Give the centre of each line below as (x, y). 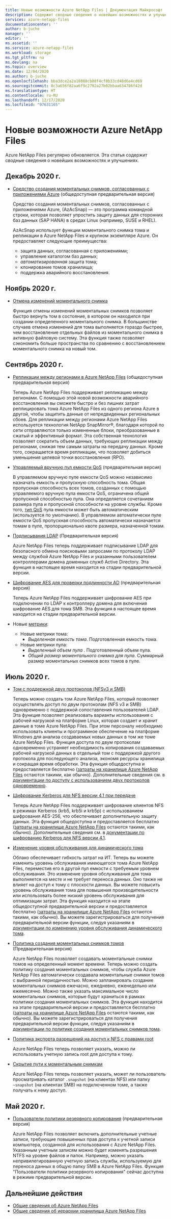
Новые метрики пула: (44, 644)
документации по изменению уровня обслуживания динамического (87, 928)
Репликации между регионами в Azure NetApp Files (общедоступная (88, 377)
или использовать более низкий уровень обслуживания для (78, 896)
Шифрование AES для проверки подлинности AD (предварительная (87, 582)
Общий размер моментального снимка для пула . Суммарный (96, 655)
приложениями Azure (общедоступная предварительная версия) (84, 194)
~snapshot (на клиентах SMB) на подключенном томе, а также (80, 1085)
